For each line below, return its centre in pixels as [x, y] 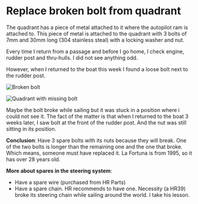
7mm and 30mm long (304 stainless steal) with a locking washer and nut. [95, 40]
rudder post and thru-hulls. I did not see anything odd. [72, 58]
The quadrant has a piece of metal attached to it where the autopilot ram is [97, 27]
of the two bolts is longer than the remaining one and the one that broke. [94, 146]
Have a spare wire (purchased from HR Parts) [70, 182]
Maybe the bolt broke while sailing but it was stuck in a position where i [93, 110]
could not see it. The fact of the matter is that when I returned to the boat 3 [98, 116]
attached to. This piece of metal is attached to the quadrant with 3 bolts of [97, 33]
